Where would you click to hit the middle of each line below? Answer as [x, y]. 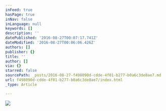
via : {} [13, 66]
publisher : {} [20, 52]
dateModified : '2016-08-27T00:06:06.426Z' [50, 43]
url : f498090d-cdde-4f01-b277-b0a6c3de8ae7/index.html [64, 80]
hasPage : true [20, 15]
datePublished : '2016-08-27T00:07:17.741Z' [52, 38]
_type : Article [21, 84]
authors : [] [18, 47]
